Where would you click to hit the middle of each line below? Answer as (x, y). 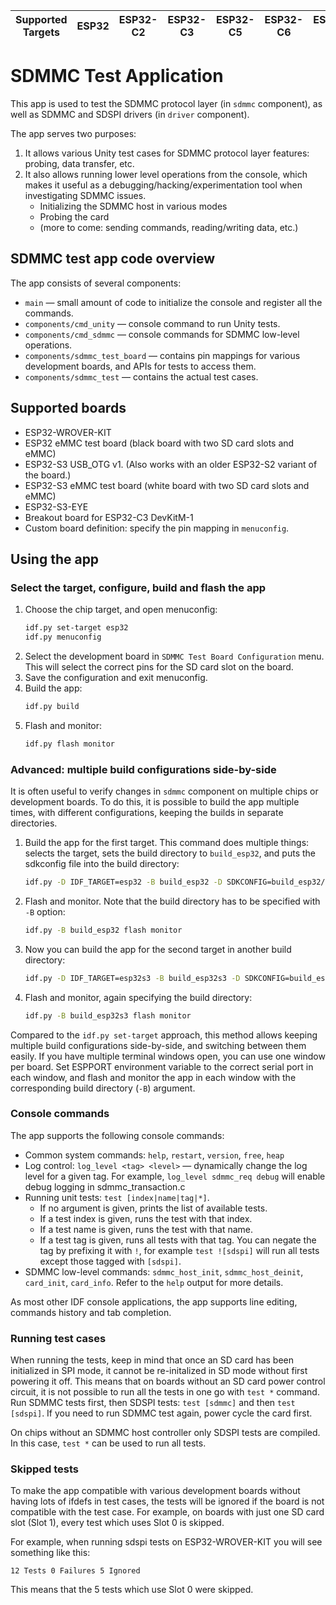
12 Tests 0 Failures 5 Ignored (75, 1571)
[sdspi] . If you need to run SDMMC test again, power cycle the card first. (161, 1413)
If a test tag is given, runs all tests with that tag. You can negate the (178, 1240)
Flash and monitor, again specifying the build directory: (138, 997)
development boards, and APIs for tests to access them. (140, 366)
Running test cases (58, 1338)
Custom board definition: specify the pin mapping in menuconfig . (157, 528)
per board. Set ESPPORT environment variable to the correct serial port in (162, 1066)
